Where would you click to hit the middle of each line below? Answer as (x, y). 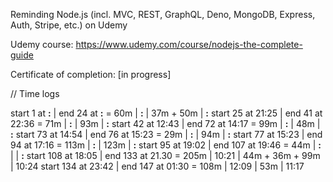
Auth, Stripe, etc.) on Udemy (69, 25)
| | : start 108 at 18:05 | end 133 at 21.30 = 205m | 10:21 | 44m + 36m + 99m (165, 155)
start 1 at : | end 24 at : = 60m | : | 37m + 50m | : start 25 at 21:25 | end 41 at (166, 113)
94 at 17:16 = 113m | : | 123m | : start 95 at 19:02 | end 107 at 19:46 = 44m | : (166, 145)
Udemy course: (42, 44)
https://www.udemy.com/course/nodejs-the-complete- (189, 44)
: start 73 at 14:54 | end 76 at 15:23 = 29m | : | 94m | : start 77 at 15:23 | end (166, 134)
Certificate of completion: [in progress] (91, 74)
